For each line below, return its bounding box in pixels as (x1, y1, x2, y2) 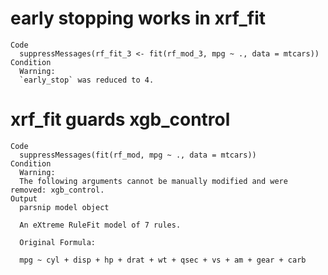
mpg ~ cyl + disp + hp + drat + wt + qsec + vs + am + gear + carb (19, 255, 307, 265)
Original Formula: (19, 237, 97, 247)
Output (10, 193, 38, 204)
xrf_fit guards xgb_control (10, 108, 231, 131)
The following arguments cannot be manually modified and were (19, 176, 288, 186)
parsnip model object (19, 202, 110, 212)
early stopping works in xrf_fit (10, 7, 267, 30)
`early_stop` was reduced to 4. (19, 75, 155, 85)
